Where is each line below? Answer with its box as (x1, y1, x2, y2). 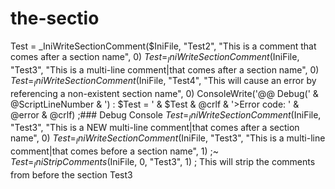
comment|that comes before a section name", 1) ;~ (10, 145, 220, 157)
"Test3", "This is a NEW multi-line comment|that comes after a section (10, 122, 300, 134)
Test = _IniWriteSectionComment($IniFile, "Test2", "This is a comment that (10, 40, 317, 52)
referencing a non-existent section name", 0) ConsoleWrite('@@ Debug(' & (10, 87, 319, 99)
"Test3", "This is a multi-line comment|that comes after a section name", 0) (10, 63, 320, 76)
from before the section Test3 (10, 168, 133, 181)
